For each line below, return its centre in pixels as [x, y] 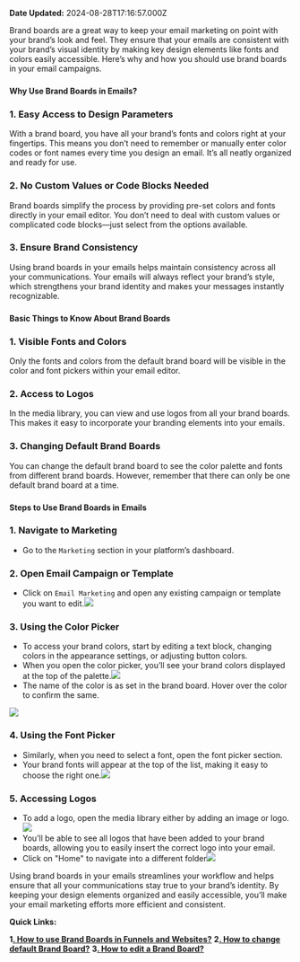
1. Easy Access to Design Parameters [91, 114]
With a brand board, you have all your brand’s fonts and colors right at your [148, 134]
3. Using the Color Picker [64, 627]
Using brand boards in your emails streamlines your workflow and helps [142, 876]
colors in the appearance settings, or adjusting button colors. [135, 656]
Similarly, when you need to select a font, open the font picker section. [153, 755]
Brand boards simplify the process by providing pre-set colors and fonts [142, 205]
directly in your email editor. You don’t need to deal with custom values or [145, 215]
